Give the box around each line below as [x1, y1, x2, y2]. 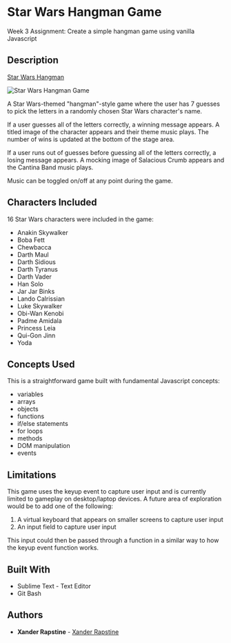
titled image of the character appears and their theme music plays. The [7, 127, 209, 136]
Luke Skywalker [17, 301, 63, 310]
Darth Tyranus [17, 265, 59, 273]
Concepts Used [7, 358, 75, 370]
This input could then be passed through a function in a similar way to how [7, 537, 219, 545]
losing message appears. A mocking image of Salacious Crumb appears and [7, 156, 225, 164]
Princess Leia [17, 324, 57, 332]
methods [17, 434, 43, 442]
